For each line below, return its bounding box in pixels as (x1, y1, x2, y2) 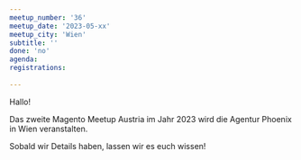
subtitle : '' (9, 38, 59, 48)
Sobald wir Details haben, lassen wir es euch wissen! (9, 140, 206, 151)
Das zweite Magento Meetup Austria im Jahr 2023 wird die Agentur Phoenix (9, 113, 293, 124)
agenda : (9, 55, 39, 64)
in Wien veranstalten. (9, 123, 88, 134)
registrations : (9, 64, 67, 73)
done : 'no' (9, 47, 50, 56)
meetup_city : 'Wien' (9, 30, 87, 39)
